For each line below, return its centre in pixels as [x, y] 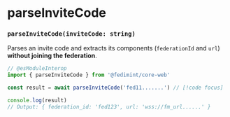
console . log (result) [37, 101]
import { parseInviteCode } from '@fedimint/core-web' [89, 75]
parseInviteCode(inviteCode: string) [72, 34]
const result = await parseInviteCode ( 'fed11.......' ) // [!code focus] [115, 88]
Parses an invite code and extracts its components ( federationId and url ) [114, 48]
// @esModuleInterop [37, 69]
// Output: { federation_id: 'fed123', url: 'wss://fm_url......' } [109, 106]
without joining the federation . [52, 56]
